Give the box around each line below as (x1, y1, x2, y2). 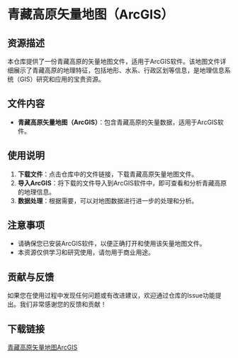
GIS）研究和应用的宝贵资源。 (19, 75, 105, 83)
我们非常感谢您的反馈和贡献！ (19, 300, 107, 309)
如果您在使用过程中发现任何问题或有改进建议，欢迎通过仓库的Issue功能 (7, 291, 215, 300)
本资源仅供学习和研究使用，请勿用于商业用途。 (17, 248, 154, 256)
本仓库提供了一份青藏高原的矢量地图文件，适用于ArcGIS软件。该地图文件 (7, 58, 220, 65)
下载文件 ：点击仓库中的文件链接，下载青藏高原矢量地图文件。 (17, 170, 198, 178)
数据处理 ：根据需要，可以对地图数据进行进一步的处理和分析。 (17, 196, 198, 205)
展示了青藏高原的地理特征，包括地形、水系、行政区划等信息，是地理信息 (13, 66, 225, 75)
